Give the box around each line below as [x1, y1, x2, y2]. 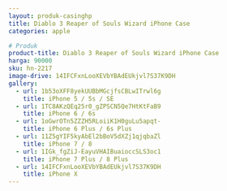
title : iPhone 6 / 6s [23, 110, 96, 118]
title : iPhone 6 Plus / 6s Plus [23, 125, 132, 133]
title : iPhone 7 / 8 [23, 140, 92, 148]
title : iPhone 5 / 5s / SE [23, 94, 114, 102]
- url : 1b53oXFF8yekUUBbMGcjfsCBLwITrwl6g [15, 87, 161, 95]
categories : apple [8, 27, 71, 35]
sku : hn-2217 [8, 64, 53, 73]
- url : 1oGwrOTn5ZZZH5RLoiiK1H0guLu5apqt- [15, 117, 161, 126]
